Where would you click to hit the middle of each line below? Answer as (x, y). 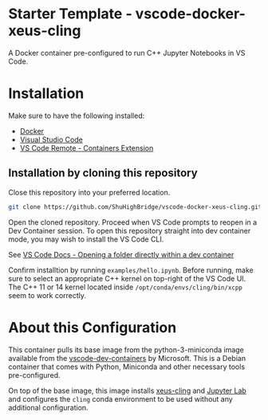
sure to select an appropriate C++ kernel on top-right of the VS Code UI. (127, 278)
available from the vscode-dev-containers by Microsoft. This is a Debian (127, 358)
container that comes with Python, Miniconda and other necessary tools (127, 367)
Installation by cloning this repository (103, 173)
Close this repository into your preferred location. (89, 192)
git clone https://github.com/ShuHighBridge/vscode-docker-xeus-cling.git (135, 207)
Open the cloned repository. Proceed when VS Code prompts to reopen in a (133, 222)
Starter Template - (71, 14)
